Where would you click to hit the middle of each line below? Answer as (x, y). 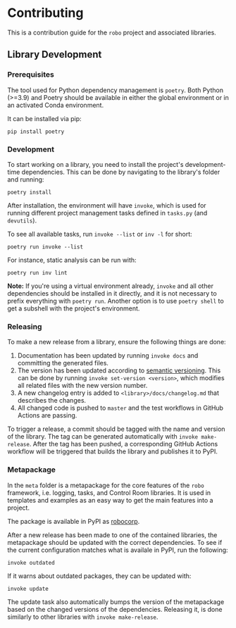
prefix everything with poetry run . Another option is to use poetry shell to (116, 301)
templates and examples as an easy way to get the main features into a (110, 500)
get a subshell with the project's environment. (74, 308)
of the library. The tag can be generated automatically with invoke (103, 437)
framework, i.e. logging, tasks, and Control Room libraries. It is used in (109, 492)
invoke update (28, 589)
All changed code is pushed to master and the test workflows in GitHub (120, 408)
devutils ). (22, 220)
